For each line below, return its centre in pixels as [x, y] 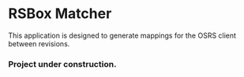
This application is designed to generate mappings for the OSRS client [122, 35]
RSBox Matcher [60, 14]
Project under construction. [62, 64]
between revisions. [39, 43]
